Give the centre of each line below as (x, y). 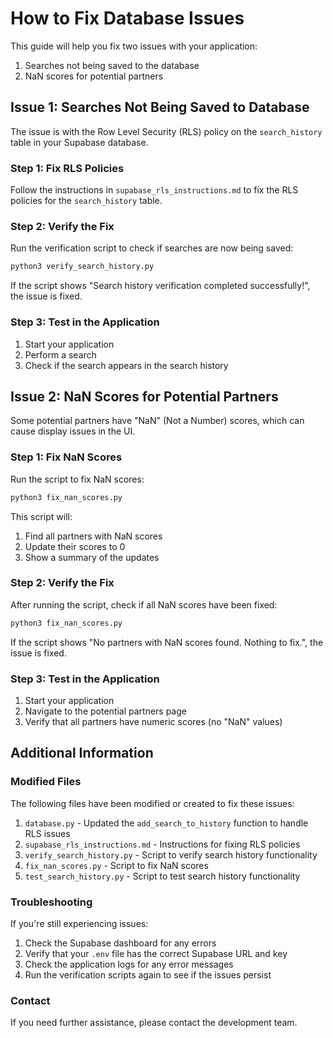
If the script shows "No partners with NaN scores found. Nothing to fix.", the (167, 642)
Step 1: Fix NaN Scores (66, 457)
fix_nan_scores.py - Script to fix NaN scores (116, 865)
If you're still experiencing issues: (79, 923)
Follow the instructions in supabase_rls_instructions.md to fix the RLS (154, 190)
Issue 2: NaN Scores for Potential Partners (144, 396)
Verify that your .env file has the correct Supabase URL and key (156, 953)
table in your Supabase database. (79, 142)
